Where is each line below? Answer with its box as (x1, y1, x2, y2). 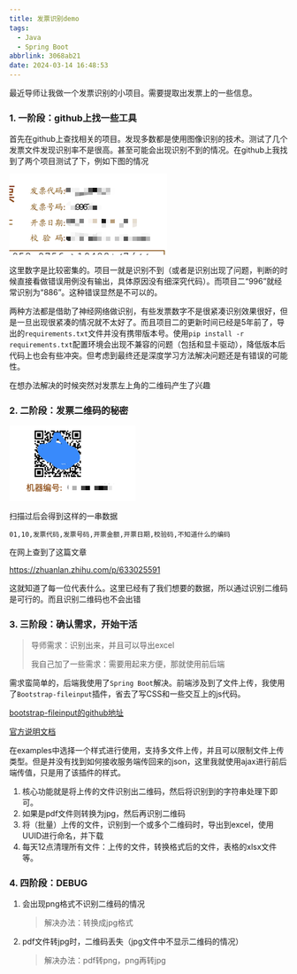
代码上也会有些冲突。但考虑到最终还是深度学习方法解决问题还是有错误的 (9, 350, 272, 361)
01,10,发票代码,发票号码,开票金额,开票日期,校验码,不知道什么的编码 (9, 530, 231, 539)
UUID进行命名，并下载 (21, 830, 104, 841)
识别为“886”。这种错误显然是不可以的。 (16, 287, 163, 298)
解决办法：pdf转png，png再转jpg (43, 955, 166, 966)
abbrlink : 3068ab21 (9, 51, 81, 61)
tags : (9, 23, 29, 33)
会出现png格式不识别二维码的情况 (21, 899, 146, 909)
